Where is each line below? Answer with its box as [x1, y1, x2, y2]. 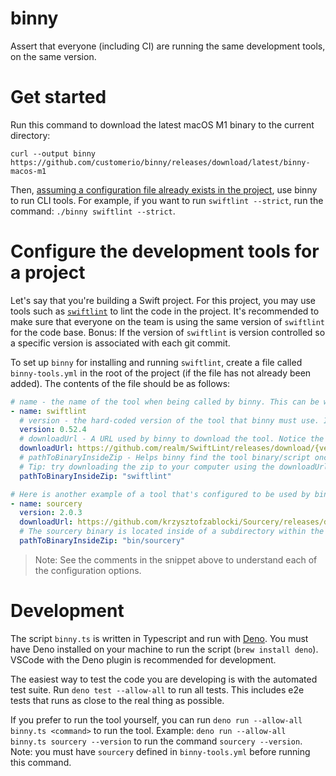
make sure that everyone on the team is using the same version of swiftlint [10, 315, 326, 327]
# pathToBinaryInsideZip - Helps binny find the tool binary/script [19, 453, 311, 463]
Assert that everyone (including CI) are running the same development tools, [10, 40, 326, 52]
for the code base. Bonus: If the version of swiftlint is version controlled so [10, 326, 326, 338]
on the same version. [10, 50, 97, 62]
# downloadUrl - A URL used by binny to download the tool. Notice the [19, 434, 325, 444]
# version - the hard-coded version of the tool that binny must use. [19, 415, 320, 426]
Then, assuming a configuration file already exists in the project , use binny [10, 183, 318, 196]
